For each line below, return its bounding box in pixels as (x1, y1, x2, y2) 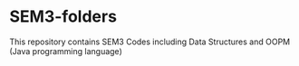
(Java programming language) (9, 45, 122, 56)
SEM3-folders (9, 6, 118, 27)
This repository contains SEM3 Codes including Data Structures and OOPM (9, 36, 291, 47)
